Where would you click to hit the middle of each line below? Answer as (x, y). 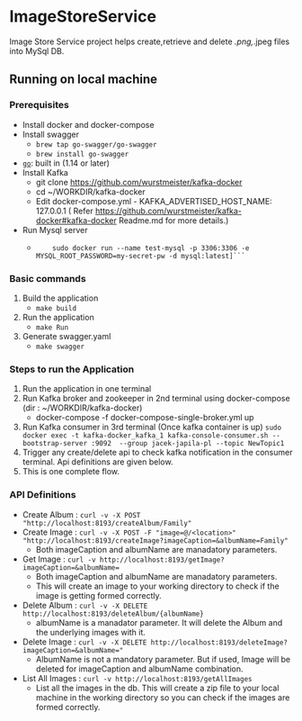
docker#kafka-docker (76, 220)
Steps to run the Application (72, 369)
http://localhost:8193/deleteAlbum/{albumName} (113, 614)
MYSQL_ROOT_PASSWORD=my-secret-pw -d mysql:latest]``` (140, 256)
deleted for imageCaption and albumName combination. (140, 669)
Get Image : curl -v (59, 559)
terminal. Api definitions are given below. (98, 462)
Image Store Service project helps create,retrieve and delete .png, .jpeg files (150, 41)
